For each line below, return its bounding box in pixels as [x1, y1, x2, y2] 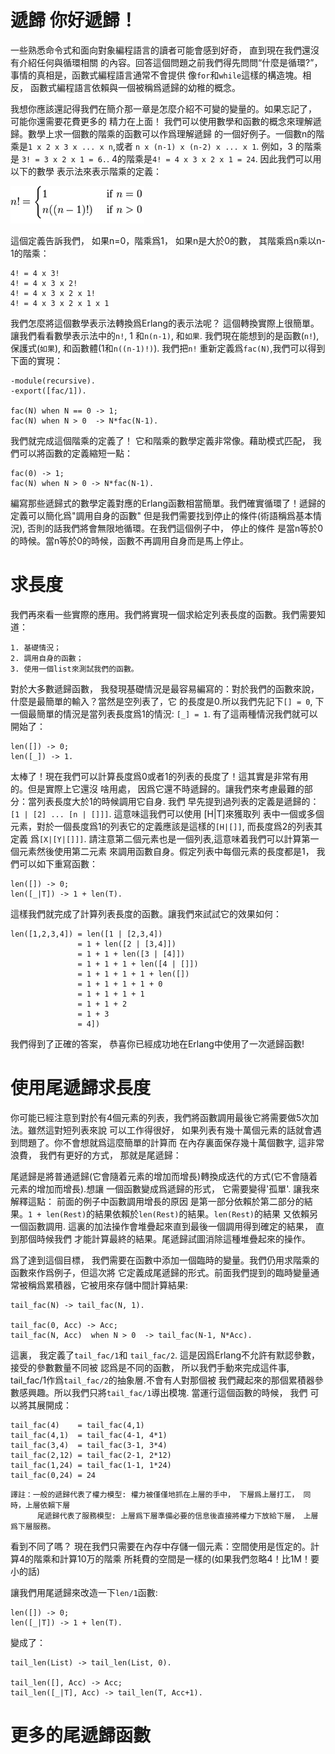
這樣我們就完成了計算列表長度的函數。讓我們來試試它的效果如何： [10, 907, 282, 920]
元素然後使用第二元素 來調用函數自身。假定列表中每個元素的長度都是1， [18, 845, 315, 857]
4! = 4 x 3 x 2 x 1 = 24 [151, 154, 256, 165]
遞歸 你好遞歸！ [10, 9, 138, 32]
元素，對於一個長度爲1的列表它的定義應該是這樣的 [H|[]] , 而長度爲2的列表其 [10, 820, 323, 832]
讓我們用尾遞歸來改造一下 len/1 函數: [10, 1586, 158, 1598]
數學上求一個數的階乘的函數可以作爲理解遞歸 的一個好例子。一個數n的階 [27, 127, 325, 140]
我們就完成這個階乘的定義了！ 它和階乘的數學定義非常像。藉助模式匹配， [10, 434, 311, 446]
